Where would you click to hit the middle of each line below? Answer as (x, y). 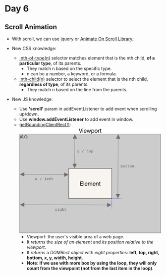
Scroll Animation (31, 27)
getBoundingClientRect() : (45, 125)
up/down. (29, 114)
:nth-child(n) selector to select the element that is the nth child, (83, 79)
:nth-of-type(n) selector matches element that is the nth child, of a (87, 58)
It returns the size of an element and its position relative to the (90, 242)
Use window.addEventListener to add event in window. (76, 119)
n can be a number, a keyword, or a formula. (72, 74)
